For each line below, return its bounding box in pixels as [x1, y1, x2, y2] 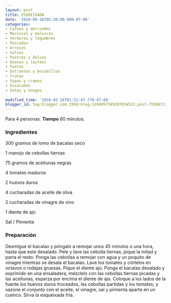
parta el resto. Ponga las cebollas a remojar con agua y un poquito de [5, 254, 151, 260]
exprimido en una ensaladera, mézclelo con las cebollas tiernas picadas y [5, 270, 160, 276]
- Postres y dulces [5, 54, 47, 60]
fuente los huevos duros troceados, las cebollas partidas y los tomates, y [5, 281, 159, 287]
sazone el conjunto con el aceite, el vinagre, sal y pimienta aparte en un [5, 286, 156, 292]
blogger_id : [5, 102, 31, 107]
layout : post [5, 7, 33, 13]
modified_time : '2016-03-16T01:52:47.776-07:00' [5, 97, 110, 102]
